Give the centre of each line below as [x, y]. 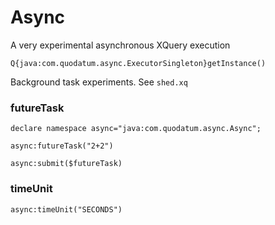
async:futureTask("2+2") [62, 146]
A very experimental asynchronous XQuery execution [120, 45]
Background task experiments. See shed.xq [99, 82]
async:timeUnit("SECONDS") [66, 209]
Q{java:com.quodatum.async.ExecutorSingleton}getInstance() [138, 63]
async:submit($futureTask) [66, 164]
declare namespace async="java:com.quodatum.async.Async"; [136, 129]
